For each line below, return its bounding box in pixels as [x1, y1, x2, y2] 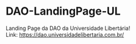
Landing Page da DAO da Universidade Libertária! [5, 24, 131, 32]
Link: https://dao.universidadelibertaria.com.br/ [5, 31, 124, 38]
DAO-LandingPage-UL [5, 4, 121, 18]
